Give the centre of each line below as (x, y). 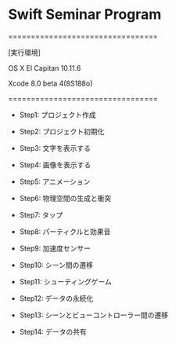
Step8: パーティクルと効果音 (65, 231)
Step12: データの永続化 (56, 298)
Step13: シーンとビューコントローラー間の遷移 (94, 315)
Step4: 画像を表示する (55, 165)
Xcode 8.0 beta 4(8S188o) (50, 83)
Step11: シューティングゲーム (65, 281)
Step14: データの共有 (53, 331)
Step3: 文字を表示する (55, 148)
